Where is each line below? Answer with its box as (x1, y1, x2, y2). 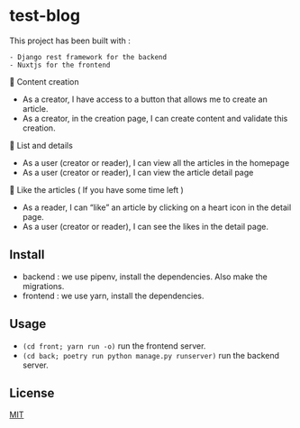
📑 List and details (9, 140, 74, 150)
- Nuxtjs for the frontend (9, 60, 111, 69)
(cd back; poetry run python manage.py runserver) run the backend (22, 350, 280, 360)
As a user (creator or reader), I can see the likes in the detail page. (22, 221, 268, 232)
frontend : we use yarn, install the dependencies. (22, 290, 205, 301)
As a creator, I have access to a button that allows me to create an (22, 94, 268, 105)
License (9, 385, 55, 401)
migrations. (22, 280, 65, 291)
